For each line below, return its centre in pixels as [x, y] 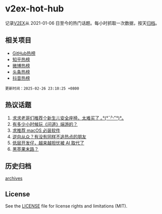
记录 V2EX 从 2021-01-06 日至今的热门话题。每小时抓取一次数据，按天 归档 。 [82, 23]
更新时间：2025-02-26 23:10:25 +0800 [42, 88]
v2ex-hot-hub [35, 9]
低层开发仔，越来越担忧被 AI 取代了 [48, 143]
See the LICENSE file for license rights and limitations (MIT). [66, 206]
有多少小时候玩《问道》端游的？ [45, 124]
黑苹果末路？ [25, 149]
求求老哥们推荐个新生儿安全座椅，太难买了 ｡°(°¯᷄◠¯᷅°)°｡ [68, 118]
